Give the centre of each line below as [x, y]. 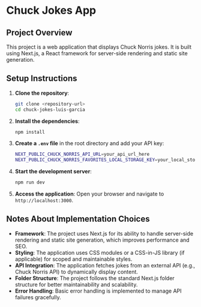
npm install [30, 132]
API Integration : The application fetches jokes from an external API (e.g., [105, 265]
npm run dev [30, 183]
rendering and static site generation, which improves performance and [102, 240]
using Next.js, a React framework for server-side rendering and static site [97, 53]
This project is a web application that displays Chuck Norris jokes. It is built [99, 47]
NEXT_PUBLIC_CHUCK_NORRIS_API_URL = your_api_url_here [82, 154]
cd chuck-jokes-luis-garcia [50, 109]
